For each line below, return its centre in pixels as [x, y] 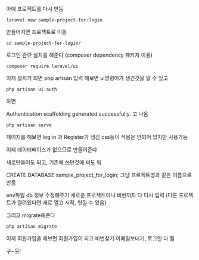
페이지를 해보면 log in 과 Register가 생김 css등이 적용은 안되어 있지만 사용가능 [97, 137]
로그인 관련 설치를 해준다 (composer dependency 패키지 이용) [80, 55]
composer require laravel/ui [42, 66]
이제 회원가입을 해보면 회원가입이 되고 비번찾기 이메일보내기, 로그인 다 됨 [90, 238]
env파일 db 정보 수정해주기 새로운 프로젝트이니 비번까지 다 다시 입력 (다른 [92, 195]
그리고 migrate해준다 [31, 215]
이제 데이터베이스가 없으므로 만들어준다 [52, 150]
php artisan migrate [32, 227]
